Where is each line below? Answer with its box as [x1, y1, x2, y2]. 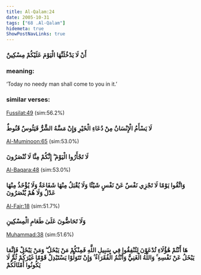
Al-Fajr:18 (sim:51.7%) [6, 202, 60, 210]
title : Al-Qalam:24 [6, 8, 55, 15]
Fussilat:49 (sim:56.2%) [6, 109, 65, 116]
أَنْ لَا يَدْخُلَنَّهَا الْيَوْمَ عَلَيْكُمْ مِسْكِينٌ [6, 51, 87, 59]
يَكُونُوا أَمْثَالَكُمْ [6, 261, 41, 269]
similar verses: [6, 95, 50, 104]
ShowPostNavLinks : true [6, 31, 66, 37]
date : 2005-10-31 [6, 14, 50, 20]
